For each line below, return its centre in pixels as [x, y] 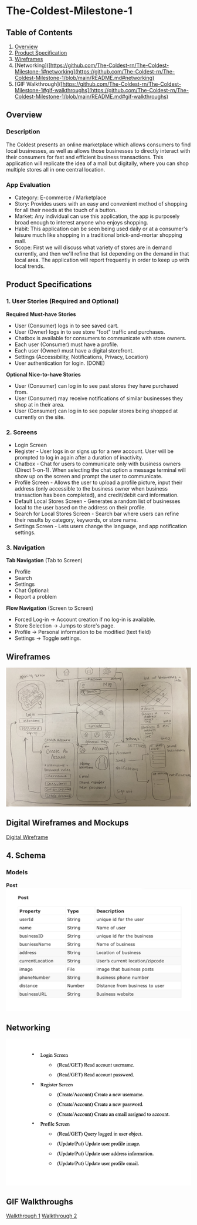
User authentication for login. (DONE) [60, 363]
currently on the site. [40, 417]
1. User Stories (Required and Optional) [62, 301]
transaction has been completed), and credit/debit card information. [96, 495]
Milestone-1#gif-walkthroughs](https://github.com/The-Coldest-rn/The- [102, 90]
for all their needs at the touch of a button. [66, 210]
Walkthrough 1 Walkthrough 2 [42, 1216]
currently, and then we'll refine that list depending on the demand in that [102, 253]
